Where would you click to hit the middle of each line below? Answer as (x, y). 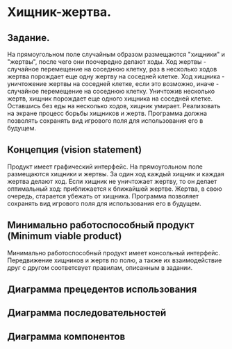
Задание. (28, 38)
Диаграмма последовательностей (87, 313)
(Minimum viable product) (65, 236)
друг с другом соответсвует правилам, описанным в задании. (100, 267)
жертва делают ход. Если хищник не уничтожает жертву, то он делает (112, 181)
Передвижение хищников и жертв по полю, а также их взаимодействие (115, 260)
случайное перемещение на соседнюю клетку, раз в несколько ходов (112, 69)
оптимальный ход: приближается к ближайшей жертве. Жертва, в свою (115, 189)
